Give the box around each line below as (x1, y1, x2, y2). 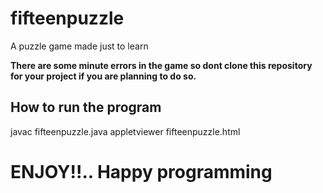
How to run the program (10, 99, 162, 116)
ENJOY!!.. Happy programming (10, 160, 273, 183)
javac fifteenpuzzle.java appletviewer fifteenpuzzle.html (10, 125, 241, 137)
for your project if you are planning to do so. (10, 70, 197, 82)
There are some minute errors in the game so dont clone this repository (10, 59, 313, 71)
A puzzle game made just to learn (10, 40, 149, 52)
